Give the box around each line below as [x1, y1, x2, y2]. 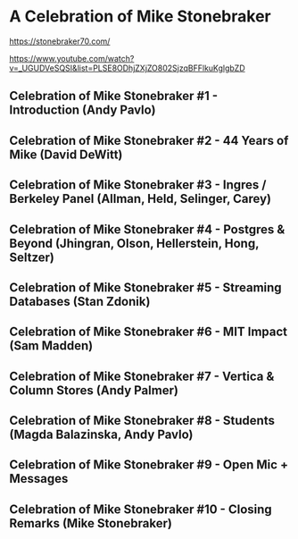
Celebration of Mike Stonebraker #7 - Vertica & [9, 368, 275, 383]
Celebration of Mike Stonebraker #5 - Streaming [9, 280, 283, 295]
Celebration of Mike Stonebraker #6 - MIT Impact [9, 324, 288, 340]
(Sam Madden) [9, 338, 94, 354]
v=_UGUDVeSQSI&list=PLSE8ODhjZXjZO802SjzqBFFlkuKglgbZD [9, 63, 245, 73]
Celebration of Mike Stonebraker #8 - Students [9, 413, 275, 428]
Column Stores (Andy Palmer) [9, 383, 178, 398]
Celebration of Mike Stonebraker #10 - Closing [9, 501, 272, 517]
